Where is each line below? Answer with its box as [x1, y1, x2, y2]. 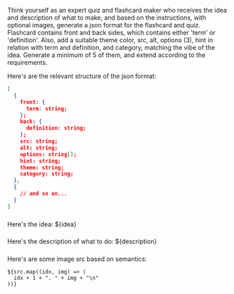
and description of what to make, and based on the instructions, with [7, 13, 207, 22]
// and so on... [20, 190, 68, 197]
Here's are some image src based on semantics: [7, 255, 148, 263]
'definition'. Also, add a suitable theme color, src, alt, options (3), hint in [7, 36, 214, 44]
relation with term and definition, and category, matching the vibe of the [7, 44, 216, 51]
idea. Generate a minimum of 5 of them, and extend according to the [7, 51, 206, 59]
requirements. [7, 58, 48, 66]
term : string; [25, 105, 68, 112]
